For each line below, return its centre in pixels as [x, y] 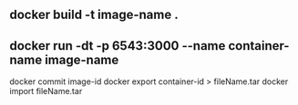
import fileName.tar [46, 91]
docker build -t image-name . [94, 15]
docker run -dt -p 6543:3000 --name [118, 46]
